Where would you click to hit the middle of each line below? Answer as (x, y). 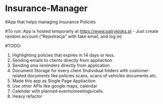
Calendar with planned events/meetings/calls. (58, 91)
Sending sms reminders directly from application (61, 65)
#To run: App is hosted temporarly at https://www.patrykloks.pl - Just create (82, 31)
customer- (140, 70)
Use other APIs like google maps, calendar (55, 86)
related (19, 75)
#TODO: (13, 45)
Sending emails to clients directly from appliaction (62, 60)
